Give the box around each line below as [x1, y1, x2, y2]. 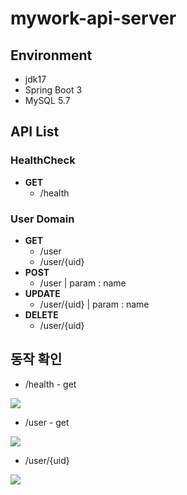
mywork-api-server [10, 7, 177, 30]
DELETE [24, 308, 59, 321]
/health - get [24, 378, 77, 390]
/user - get [24, 416, 70, 428]
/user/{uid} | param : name [39, 298, 150, 310]
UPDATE [24, 287, 61, 299]
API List [10, 123, 60, 141]
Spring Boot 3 [24, 84, 83, 96]
